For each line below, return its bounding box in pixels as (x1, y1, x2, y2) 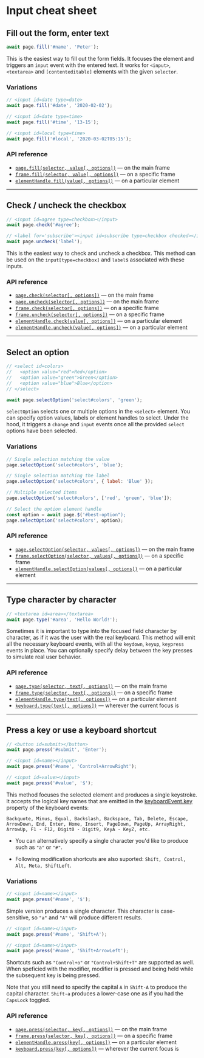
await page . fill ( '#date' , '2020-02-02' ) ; (6, 103, 113, 109)
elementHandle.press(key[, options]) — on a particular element (15, 1038, 177, 1046)
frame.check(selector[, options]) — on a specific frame (15, 305, 159, 312)
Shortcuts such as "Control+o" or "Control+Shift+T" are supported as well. (6, 959, 194, 966)
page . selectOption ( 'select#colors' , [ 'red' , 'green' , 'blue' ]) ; (6, 495, 172, 502)
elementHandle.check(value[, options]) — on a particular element (15, 317, 182, 325)
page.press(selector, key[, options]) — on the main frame (15, 1025, 168, 1032)
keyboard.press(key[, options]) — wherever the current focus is (15, 1045, 179, 1052)
